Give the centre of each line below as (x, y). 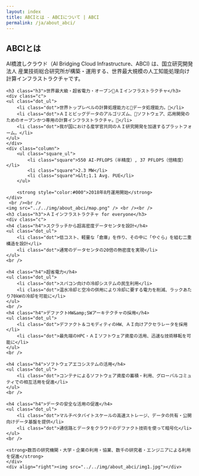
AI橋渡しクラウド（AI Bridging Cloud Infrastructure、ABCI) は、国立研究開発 (99, 64)
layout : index (24, 12)
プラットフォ (179, 127)
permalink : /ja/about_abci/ (41, 23)
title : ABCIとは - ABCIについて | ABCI (53, 17)
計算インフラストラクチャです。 (45, 79)
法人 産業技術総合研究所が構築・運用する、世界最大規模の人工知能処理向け (98, 71)
